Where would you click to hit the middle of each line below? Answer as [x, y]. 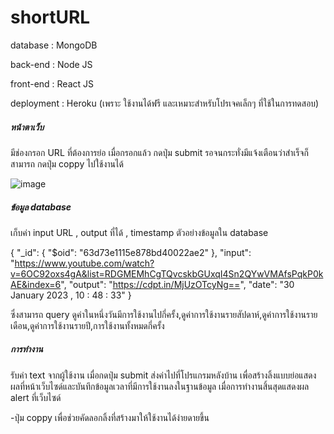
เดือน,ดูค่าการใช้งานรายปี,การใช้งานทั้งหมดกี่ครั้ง [87, 325]
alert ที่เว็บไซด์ [36, 397]
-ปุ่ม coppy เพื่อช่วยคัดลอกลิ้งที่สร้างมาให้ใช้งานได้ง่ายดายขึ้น [110, 417]
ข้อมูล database [41, 207]
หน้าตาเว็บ [27, 127]
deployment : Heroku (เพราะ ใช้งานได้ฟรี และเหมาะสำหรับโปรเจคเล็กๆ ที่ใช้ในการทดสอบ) [165, 103]
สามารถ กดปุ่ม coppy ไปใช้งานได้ [67, 163]
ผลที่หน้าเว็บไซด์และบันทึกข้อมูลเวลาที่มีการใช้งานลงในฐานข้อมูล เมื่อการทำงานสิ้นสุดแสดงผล [160, 386]
